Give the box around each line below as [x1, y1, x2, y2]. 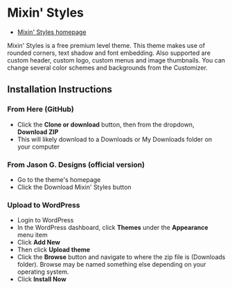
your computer [17, 142, 60, 151]
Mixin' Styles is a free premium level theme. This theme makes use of [7, 41, 206, 49]
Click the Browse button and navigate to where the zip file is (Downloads [17, 253, 226, 261]
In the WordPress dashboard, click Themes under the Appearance [17, 224, 209, 232]
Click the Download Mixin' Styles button [17, 183, 132, 191]
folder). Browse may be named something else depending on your [17, 261, 206, 269]
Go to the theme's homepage [17, 175, 101, 183]
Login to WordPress [17, 216, 74, 224]
